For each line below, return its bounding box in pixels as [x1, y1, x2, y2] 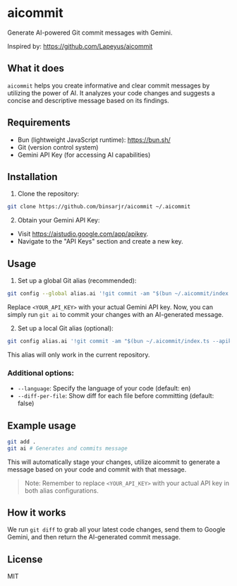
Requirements [7, 116, 71, 128]
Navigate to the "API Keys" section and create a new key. [17, 237, 183, 246]
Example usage [7, 419, 76, 431]
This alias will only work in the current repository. [7, 350, 150, 359]
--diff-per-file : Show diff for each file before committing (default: [17, 392, 214, 400]
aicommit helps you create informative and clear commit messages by [7, 81, 210, 90]
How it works [7, 507, 66, 519]
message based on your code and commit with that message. [7, 465, 187, 474]
